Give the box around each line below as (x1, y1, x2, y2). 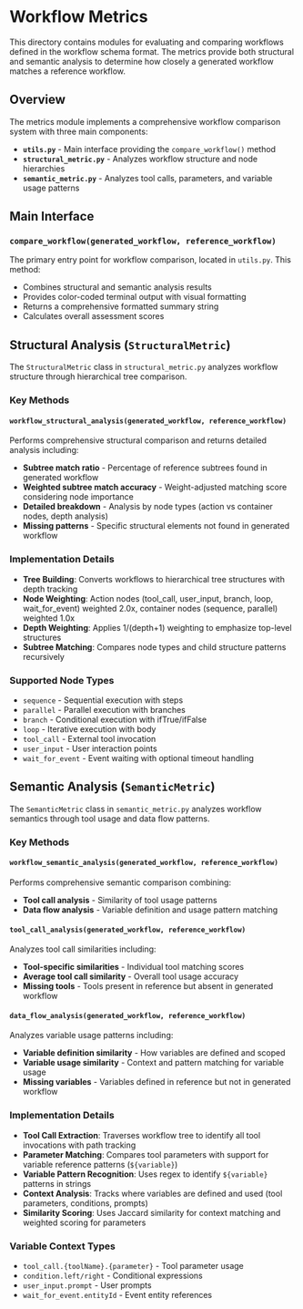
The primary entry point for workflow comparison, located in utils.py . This (9, 254, 291, 265)
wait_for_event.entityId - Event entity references (22, 1289, 212, 1300)
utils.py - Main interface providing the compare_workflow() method (22, 143, 276, 154)
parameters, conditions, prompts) (22, 1197, 148, 1209)
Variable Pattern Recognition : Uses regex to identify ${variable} (22, 1169, 268, 1180)
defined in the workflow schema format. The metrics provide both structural (9, 46, 294, 57)
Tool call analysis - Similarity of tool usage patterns (22, 894, 217, 905)
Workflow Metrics (9, 6, 148, 27)
